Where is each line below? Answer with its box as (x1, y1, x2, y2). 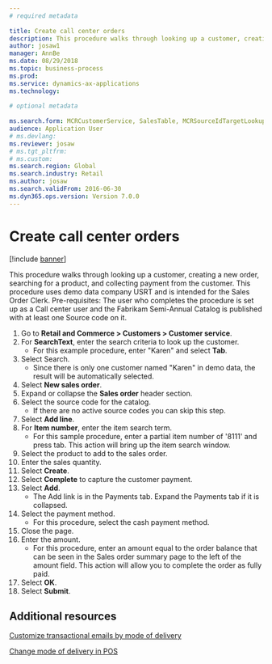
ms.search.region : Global (9, 163, 96, 171)
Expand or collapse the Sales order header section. (20, 388, 193, 398)
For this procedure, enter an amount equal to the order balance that (32, 543, 257, 552)
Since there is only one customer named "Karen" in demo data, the (32, 362, 256, 372)
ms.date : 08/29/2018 (9, 57, 79, 66)
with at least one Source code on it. (9, 312, 128, 322)
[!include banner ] (9, 254, 67, 264)
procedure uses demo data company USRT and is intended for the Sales (9, 286, 250, 296)
